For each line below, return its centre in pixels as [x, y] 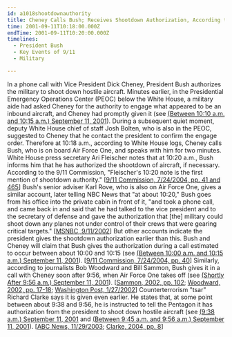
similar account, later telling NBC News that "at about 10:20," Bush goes [109, 194]
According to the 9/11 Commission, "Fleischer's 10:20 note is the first [105, 172]
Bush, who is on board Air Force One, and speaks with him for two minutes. [114, 150]
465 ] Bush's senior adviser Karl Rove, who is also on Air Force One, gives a [114, 186]
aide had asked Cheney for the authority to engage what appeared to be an [114, 106]
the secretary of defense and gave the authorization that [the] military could [115, 216]
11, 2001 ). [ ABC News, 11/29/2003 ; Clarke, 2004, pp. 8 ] [85, 326]
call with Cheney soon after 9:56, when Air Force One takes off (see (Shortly [116, 275]
